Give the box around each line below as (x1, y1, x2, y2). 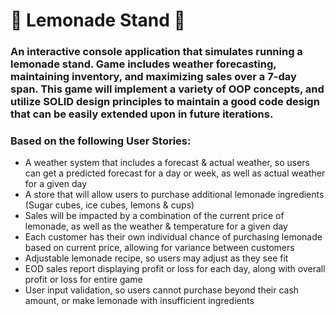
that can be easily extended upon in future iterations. (10, 107, 274, 121)
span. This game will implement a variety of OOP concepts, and (10, 82, 325, 96)
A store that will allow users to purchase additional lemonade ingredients (24, 189, 325, 201)
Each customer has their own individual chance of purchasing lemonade (24, 231, 323, 243)
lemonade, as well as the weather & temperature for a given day (24, 220, 288, 233)
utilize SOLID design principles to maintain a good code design (10, 95, 320, 109)
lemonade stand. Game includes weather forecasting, (10, 57, 277, 71)
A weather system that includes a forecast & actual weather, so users (24, 157, 310, 169)
